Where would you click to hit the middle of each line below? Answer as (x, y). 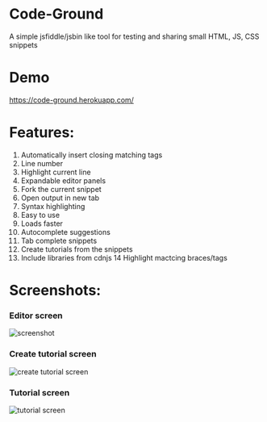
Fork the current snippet (61, 189)
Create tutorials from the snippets (77, 249)
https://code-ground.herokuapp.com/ (71, 100)
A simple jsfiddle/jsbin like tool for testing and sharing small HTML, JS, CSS (134, 36)
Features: (42, 133)
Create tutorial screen (53, 354)
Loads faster (42, 224)
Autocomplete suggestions (66, 232)
